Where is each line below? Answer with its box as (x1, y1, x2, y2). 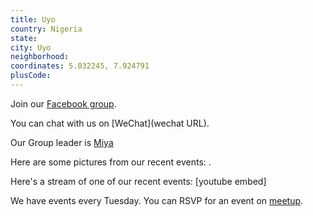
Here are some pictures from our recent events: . (10, 156, 212, 168)
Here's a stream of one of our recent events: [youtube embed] (10, 175, 267, 187)
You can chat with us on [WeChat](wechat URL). (10, 117, 210, 129)
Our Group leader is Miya (10, 136, 114, 148)
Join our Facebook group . (10, 97, 117, 110)
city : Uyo (10, 42, 52, 53)
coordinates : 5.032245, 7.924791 (10, 61, 150, 71)
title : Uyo (10, 14, 56, 25)
